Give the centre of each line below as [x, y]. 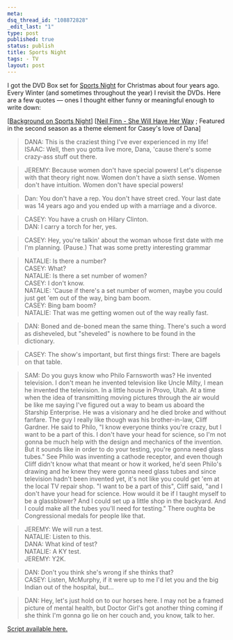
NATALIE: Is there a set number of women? [86, 275]
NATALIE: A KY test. [53, 551]
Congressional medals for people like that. [85, 515]
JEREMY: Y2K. [45, 559]
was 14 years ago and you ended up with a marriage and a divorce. [120, 205]
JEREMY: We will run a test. [63, 529]
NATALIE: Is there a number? [65, 261]
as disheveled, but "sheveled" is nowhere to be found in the [110, 333]
